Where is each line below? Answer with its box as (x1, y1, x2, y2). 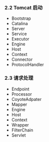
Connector (11, 57, 33, 62)
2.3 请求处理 (4, 75, 34, 82)
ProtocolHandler (11, 62, 44, 68)
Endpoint (11, 86, 30, 92)
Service (11, 31, 27, 37)
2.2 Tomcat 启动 (4, 4, 43, 11)
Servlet (11, 132, 26, 138)
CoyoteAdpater (11, 96, 42, 102)
